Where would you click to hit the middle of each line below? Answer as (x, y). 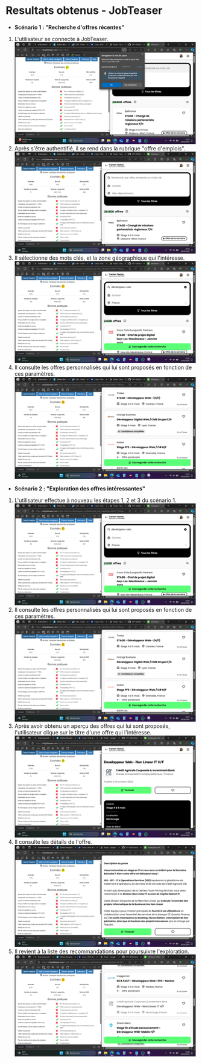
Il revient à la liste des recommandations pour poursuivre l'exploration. (102, 951)
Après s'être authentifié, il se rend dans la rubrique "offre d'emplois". (100, 149)
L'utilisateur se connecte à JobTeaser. (61, 39)
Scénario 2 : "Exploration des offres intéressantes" (80, 489)
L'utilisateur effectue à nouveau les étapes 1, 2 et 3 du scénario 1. (95, 500)
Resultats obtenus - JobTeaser (84, 11)
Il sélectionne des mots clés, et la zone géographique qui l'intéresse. (99, 258)
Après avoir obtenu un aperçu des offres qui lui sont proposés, (92, 726)
